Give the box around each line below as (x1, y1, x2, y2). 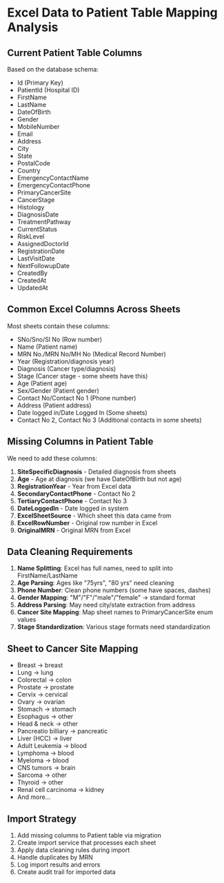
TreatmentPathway (17, 218, 71, 225)
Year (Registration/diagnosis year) (17, 357, 114, 365)
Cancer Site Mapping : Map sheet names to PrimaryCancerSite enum (17, 608, 214, 616)
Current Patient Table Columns (7, 47, 143, 59)
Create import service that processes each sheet (17, 839, 156, 847)
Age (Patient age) (17, 379, 68, 387)
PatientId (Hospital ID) (17, 86, 80, 94)
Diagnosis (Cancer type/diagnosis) (17, 364, 116, 373)
